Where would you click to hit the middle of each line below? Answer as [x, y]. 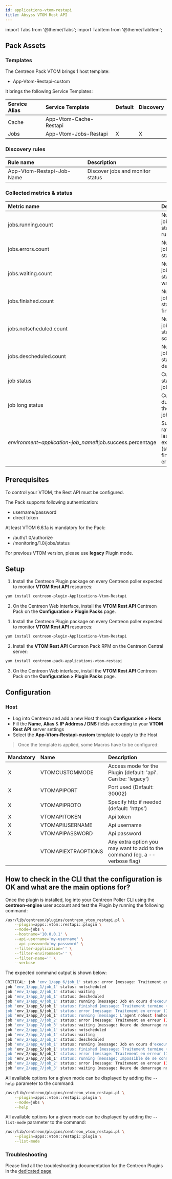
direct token [25, 517]
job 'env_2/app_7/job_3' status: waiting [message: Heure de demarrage [83, 1068]
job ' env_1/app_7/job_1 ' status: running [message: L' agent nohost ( [81, 1016]
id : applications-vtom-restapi [39, 10]
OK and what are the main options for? [68, 887]
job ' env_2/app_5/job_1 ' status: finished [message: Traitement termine [84, 1049]
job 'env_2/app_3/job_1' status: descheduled [55, 1039]
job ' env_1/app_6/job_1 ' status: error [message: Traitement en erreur [83, 1011]
